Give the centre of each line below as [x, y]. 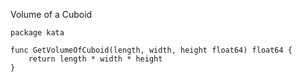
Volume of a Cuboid [51, 14]
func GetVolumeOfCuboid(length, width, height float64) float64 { [151, 50]
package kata [37, 33]
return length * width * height [95, 59]
